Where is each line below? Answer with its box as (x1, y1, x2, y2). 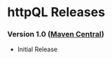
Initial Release (17, 45, 58, 53)
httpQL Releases (7, 4, 106, 20)
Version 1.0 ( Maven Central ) (7, 29, 105, 39)
